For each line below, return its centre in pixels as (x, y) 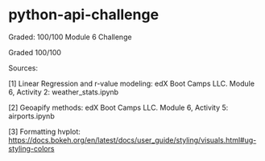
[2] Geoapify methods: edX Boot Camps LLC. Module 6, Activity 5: (118, 107)
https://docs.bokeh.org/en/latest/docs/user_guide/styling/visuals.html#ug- (132, 140)
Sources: (23, 68)
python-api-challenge (84, 15)
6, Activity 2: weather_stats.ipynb (64, 92)
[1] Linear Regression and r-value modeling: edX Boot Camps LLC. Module (132, 83)
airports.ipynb (31, 116)
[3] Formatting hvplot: (44, 131)
